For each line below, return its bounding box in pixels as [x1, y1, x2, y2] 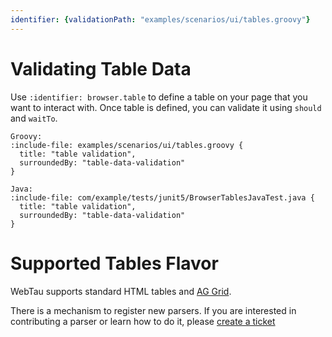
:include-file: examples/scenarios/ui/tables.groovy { [10, 140, 244, 150]
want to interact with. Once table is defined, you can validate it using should [10, 101, 322, 113]
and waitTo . [10, 112, 58, 124]
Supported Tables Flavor [10, 252, 219, 275]
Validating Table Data [10, 57, 192, 80]
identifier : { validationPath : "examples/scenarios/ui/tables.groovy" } [10, 14, 311, 25]
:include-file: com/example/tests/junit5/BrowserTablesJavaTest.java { [10, 192, 315, 203]
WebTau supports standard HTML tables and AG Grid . [10, 285, 232, 297]
